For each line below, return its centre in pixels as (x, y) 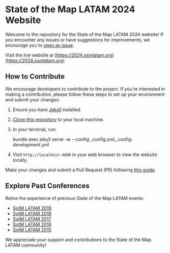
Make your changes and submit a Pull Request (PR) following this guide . (81, 170)
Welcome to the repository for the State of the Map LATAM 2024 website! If (84, 34)
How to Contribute (35, 77)
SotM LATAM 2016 (32, 224)
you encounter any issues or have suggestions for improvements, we (78, 40)
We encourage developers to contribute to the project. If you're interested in (85, 89)
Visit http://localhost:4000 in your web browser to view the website (85, 155)
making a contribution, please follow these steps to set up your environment (85, 94)
